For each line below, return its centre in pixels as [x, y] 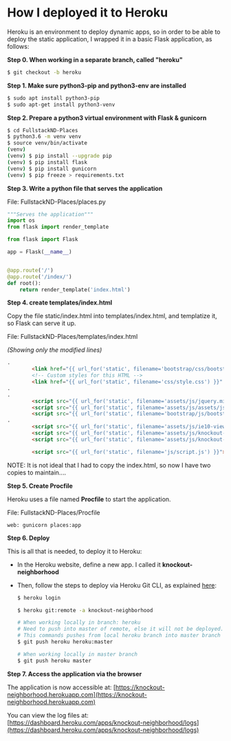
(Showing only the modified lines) [55, 350]
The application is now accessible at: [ [62, 687]
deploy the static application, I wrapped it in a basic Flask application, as [110, 39]
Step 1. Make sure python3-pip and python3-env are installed [97, 85]
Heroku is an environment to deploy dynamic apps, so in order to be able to [114, 32]
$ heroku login [39, 598]
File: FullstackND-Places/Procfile [54, 512]
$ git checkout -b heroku [44, 72]
